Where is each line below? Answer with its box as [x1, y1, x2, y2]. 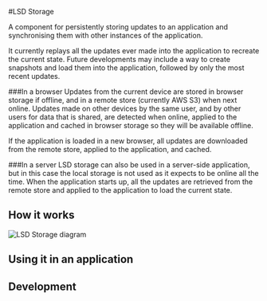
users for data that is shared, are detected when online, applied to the [8, 112, 238, 122]
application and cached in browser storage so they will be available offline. [8, 121, 253, 130]
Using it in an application [8, 252, 134, 266]
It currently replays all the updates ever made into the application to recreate [8, 46, 260, 55]
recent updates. [8, 72, 61, 80]
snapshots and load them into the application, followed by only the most [8, 63, 245, 72]
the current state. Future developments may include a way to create [8, 55, 231, 64]
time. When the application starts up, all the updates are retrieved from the [8, 177, 253, 186]
